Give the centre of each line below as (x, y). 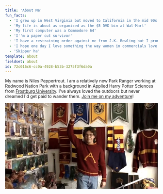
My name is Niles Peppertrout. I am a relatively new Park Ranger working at (81, 81)
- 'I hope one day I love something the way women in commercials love (83, 46)
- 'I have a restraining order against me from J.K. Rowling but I (79, 41)
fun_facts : (16, 15)
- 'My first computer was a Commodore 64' (53, 31)
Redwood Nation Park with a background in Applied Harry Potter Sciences (79, 86)
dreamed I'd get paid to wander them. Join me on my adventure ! (69, 97)
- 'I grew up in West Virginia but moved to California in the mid (79, 20)
